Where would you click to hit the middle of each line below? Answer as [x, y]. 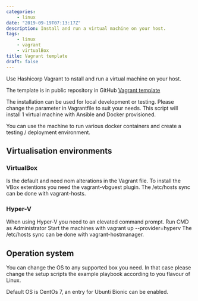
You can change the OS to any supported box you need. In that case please [99, 268]
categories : [21, 12]
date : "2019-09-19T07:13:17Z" [44, 23]
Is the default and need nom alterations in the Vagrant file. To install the [94, 181]
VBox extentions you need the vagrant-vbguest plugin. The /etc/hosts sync [98, 187]
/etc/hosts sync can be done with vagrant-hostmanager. [75, 235]
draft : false [22, 61]
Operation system [40, 253]
